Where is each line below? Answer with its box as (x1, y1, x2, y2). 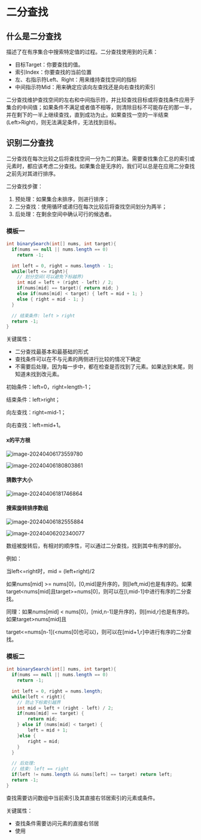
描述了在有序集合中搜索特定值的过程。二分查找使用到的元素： (6, 49, 159, 55)
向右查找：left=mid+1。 (6, 421, 64, 429)
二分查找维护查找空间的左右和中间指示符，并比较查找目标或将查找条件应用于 (6, 97, 195, 103)
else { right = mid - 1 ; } (17, 296, 84, 302)
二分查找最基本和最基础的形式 (14, 348, 89, 356)
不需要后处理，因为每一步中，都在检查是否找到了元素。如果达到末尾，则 (14, 363, 193, 371)
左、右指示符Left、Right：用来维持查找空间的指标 (14, 76, 138, 83)
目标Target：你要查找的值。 (14, 61, 84, 68)
